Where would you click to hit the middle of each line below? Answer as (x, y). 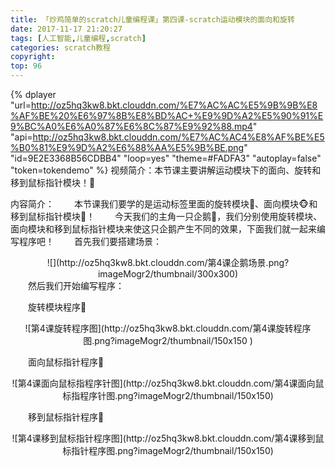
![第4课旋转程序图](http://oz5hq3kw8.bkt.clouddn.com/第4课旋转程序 (168, 328)
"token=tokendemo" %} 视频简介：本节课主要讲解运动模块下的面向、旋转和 (166, 170)
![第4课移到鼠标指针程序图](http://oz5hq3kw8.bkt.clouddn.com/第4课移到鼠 (168, 438)
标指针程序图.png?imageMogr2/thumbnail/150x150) (168, 450)
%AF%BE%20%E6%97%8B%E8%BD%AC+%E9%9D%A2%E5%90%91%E (167, 115)
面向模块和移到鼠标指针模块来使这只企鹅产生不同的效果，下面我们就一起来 (163, 229)
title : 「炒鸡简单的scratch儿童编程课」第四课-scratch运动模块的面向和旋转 (152, 19)
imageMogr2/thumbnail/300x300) (168, 274)
